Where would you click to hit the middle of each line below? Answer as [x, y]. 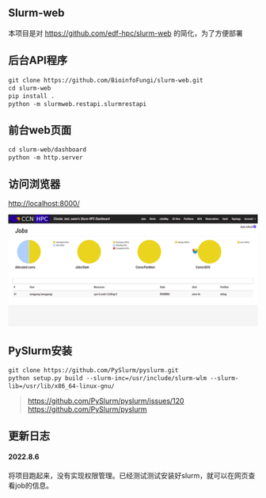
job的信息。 [34, 485]
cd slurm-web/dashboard [47, 150]
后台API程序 [38, 61]
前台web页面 [40, 130]
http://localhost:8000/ [44, 203]
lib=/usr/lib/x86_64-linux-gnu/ [61, 386]
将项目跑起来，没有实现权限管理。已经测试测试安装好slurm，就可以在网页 [128, 475]
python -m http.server [46, 158]
